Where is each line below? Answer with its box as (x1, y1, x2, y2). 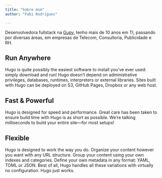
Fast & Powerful (5, 96, 54, 105)
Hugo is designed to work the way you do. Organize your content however (5, 147, 154, 153)
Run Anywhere (5, 54, 51, 62)
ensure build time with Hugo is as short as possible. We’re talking (5, 115, 136, 120)
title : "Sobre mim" (5, 7, 45, 12)
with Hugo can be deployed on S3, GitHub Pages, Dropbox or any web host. (5, 82, 157, 88)
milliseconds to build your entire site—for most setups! (5, 120, 114, 126)
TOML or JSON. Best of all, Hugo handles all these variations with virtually (5, 162, 154, 168)
